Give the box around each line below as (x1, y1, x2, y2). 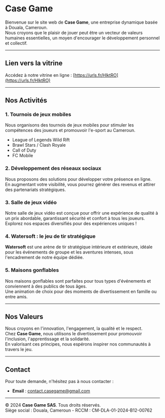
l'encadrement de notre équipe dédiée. (5, 255, 84, 260)
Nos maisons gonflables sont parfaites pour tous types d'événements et (5, 278, 151, 284)
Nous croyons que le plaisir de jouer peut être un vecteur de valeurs (5, 30, 143, 35)
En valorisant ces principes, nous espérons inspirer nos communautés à (5, 341, 151, 347)
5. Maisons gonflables (5, 267, 59, 274)
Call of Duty (12, 147, 37, 153)
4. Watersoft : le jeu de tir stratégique (5, 232, 96, 239)
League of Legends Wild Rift (12, 137, 70, 143)
